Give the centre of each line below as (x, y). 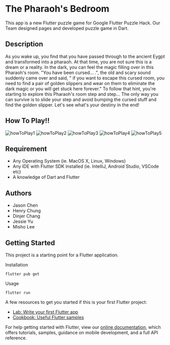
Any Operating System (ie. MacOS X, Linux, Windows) (69, 161)
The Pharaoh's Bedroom (57, 9)
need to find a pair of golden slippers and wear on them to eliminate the (80, 83)
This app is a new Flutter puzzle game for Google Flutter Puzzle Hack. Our (83, 23)
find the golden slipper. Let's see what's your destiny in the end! (72, 105)
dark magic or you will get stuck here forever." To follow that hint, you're (81, 89)
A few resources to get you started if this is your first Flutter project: (76, 302)
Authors (19, 193)
